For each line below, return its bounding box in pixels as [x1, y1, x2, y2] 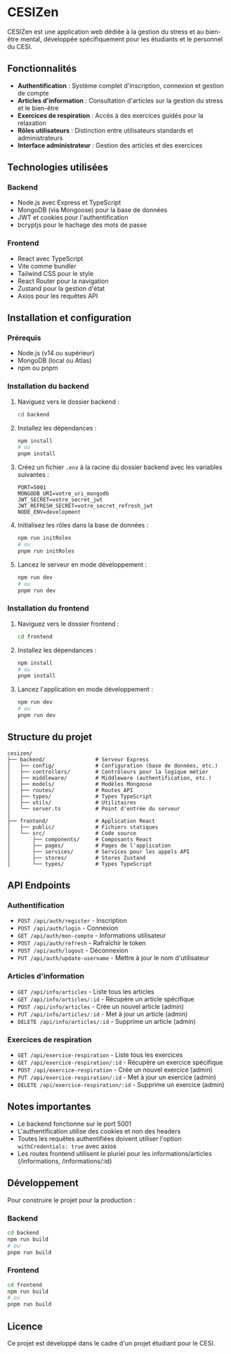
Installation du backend [7, 381, 89, 391]
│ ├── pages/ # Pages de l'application [7, 842, 171, 849]
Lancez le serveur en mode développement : [17, 560, 147, 569]
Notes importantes [7, 1100, 91, 1113]
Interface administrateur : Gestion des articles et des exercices [17, 141, 203, 150]
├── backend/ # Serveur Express [7, 756, 150, 763]
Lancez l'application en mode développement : [17, 685, 153, 694]
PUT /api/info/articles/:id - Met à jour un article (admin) [17, 1009, 188, 1018]
